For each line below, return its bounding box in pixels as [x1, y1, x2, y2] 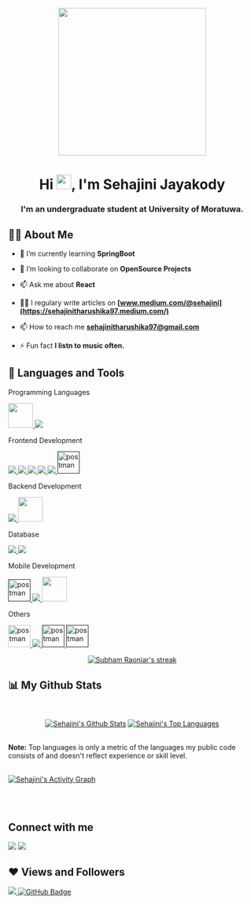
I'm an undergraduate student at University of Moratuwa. [20, 204, 244, 215]
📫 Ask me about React [19, 279, 96, 289]
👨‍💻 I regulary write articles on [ [19, 297, 120, 307]
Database [8, 529, 39, 539]
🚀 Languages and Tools [8, 367, 125, 380]
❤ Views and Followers [8, 865, 126, 879]
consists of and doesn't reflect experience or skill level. [8, 751, 187, 760]
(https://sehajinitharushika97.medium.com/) [19, 306, 169, 315]
